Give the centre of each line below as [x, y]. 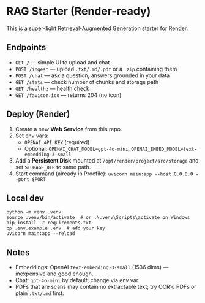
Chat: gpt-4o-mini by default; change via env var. [77, 280]
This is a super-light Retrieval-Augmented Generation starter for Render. [97, 28]
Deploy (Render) [38, 114]
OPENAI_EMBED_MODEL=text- [164, 149]
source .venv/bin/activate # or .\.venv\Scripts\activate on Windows [98, 218]
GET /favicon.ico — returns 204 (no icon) [68, 95]
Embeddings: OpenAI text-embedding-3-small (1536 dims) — [92, 267]
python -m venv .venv [34, 212]
